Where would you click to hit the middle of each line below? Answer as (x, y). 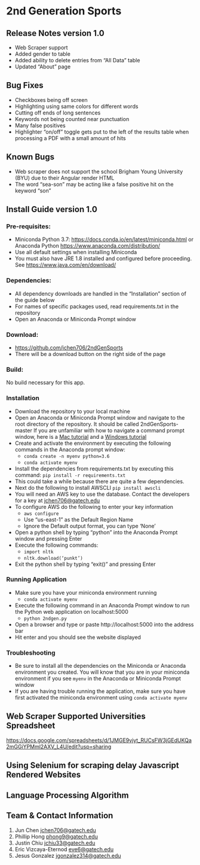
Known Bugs (30, 157)
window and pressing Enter (48, 538)
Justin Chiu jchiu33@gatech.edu (55, 843)
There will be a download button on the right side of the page (90, 354)
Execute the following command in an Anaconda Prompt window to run (102, 605)
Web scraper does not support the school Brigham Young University (99, 171)
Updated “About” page (43, 67)
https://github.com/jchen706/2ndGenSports (69, 347)
